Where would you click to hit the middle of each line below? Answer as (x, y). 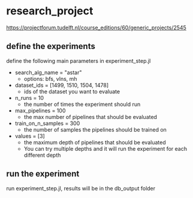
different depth (42, 155)
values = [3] (30, 136)
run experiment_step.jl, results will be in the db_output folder (81, 188)
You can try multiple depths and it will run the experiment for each (105, 148)
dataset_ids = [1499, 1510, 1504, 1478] (62, 85)
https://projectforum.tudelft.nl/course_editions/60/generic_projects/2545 (96, 28)
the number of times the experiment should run (82, 104)
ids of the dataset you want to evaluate (72, 92)
